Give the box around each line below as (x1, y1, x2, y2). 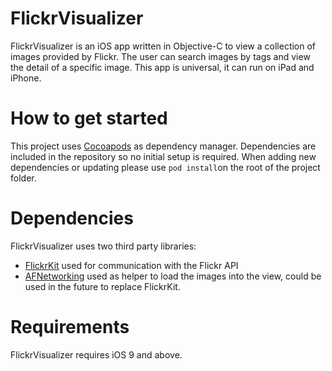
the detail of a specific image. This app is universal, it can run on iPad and (10, 61, 315, 73)
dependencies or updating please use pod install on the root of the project (10, 161, 321, 173)
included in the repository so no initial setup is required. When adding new (10, 150, 317, 162)
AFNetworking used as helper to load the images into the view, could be (24, 270, 322, 282)
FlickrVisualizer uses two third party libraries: (10, 240, 197, 252)
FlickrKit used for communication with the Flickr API (24, 259, 239, 271)
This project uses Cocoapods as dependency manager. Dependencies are (10, 140, 317, 152)
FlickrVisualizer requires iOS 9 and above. (10, 348, 183, 361)
